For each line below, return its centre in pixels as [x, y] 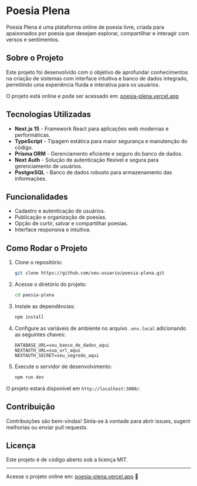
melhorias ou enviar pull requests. [47, 427]
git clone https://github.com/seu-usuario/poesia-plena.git [89, 273]
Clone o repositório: [38, 262]
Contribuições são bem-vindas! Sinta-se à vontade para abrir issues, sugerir [98, 421]
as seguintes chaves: [40, 334]
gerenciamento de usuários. [48, 166]
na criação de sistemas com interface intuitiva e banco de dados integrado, [97, 78]
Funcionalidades [37, 197]
